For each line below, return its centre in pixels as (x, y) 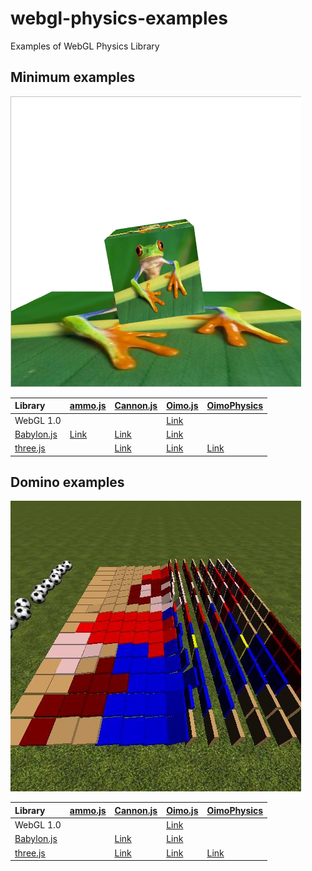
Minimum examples (73, 77)
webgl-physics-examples (119, 18)
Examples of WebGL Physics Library (85, 46)
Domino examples (67, 482)
